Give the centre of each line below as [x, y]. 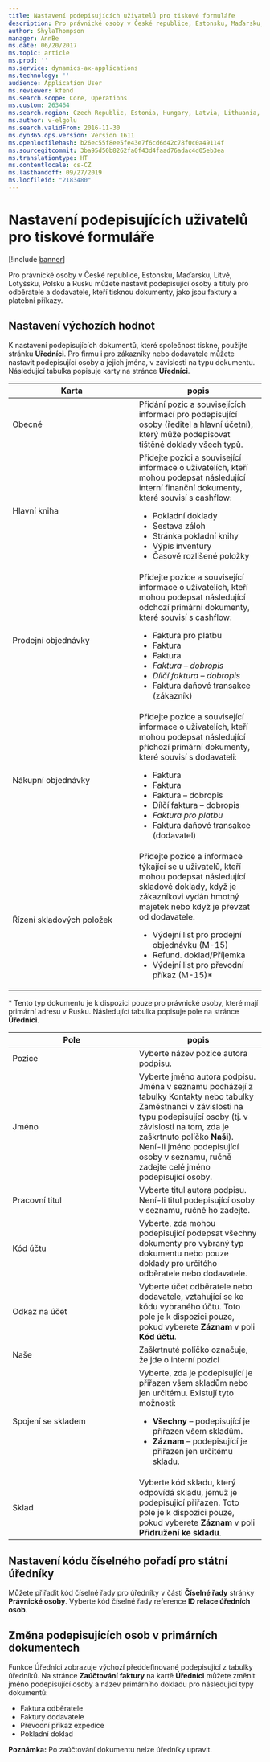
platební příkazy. [36, 300]
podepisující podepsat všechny [198, 1233]
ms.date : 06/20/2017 [43, 46]
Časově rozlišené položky [201, 555]
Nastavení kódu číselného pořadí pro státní [118, 1561]
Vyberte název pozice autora [194, 1053]
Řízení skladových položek [62, 920]
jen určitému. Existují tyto [187, 1393]
